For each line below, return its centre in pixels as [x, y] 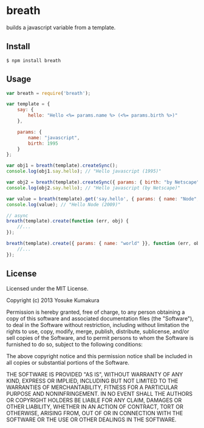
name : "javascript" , [54, 137]
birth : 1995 [43, 143]
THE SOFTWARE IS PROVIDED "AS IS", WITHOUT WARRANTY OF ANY [95, 374]
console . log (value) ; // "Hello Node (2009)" [63, 204]
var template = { [28, 104]
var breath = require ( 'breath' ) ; [49, 93]
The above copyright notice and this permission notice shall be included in [99, 356]
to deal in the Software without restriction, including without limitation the [98, 325]
